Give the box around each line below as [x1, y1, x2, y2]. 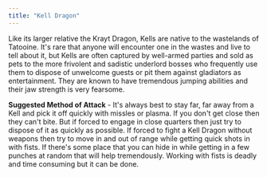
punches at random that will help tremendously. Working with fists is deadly [8, 151, 257, 160]
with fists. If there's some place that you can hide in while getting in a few [8, 142, 249, 151]
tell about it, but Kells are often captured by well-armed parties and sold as [8, 50, 253, 60]
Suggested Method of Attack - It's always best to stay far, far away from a [8, 100, 254, 109]
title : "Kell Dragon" [8, 11, 80, 20]
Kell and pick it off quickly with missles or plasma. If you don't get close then [8, 108, 260, 118]
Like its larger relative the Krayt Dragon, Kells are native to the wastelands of [8, 33, 259, 43]
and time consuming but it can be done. [8, 159, 139, 168]
